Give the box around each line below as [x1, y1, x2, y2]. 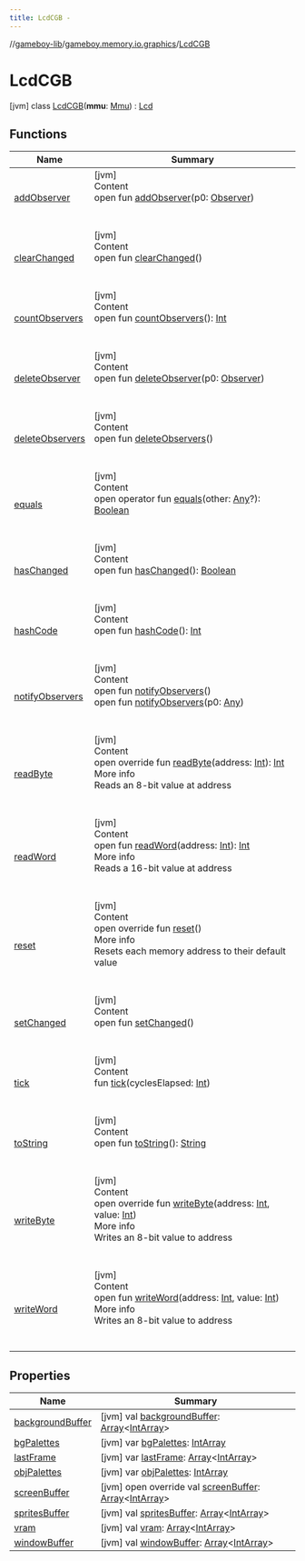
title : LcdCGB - [9, 13, 71, 23]
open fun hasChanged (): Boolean [93, 565, 236, 577]
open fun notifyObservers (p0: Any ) [93, 696, 245, 709]
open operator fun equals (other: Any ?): [93, 493, 261, 505]
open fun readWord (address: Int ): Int [93, 839, 251, 852]
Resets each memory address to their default [93, 945, 286, 957]
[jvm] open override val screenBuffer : [100, 1481, 261, 1494]
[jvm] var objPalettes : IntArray [100, 1466, 229, 1478]
